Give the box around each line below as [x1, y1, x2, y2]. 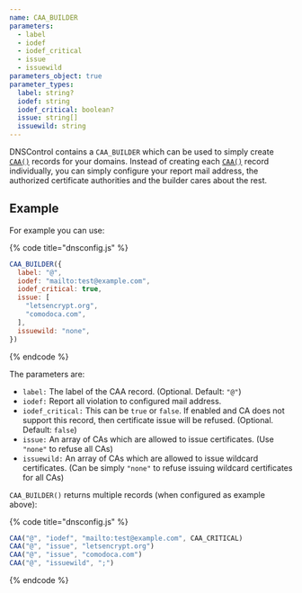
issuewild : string [17, 122, 87, 131]
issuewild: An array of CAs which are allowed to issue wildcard [22, 453, 259, 464]
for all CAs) [22, 472, 65, 482]
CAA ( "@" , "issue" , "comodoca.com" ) [9, 550, 143, 560]
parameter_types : [9, 80, 75, 89]
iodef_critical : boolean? [17, 105, 115, 114]
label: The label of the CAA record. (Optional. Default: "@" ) [22, 385, 242, 396]
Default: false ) [22, 424, 78, 435]
